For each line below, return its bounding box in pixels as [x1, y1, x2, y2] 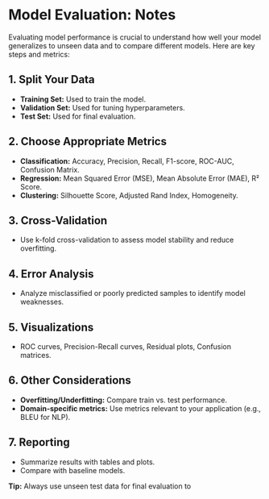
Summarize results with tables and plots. [19, 457, 155, 467]
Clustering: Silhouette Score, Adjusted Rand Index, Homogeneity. [19, 190, 239, 200]
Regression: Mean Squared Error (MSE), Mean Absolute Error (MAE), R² [19, 173, 260, 183]
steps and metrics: [8, 49, 70, 59]
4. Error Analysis [8, 267, 94, 281]
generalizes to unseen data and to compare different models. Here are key [8, 40, 255, 50]
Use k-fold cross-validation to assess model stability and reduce [19, 235, 234, 245]
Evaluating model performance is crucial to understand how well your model [8, 32, 262, 42]
